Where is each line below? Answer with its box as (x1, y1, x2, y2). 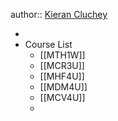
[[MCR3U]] (39, 60, 85, 71)
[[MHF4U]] (39, 70, 85, 82)
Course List (24, 39, 73, 50)
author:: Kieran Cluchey (10, 9, 108, 20)
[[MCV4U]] (39, 92, 86, 103)
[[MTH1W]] (39, 49, 86, 61)
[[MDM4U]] (39, 81, 88, 93)
